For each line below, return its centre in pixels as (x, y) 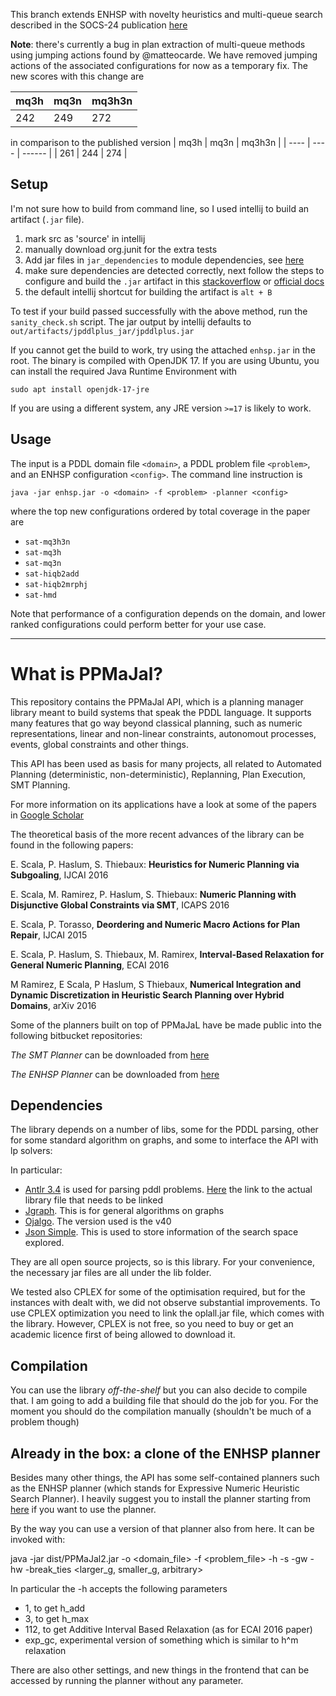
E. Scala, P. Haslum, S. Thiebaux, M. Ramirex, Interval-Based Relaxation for (167, 954)
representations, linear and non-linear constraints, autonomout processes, (163, 733)
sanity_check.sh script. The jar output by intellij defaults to (131, 321)
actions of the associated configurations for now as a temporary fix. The (159, 65)
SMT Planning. (40, 785)
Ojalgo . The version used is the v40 (98, 1221)
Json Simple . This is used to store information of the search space (161, 1232)
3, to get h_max (57, 1618)
